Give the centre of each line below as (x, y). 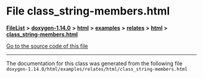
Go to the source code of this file (47, 46)
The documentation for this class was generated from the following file (95, 63)
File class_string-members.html (88, 11)
